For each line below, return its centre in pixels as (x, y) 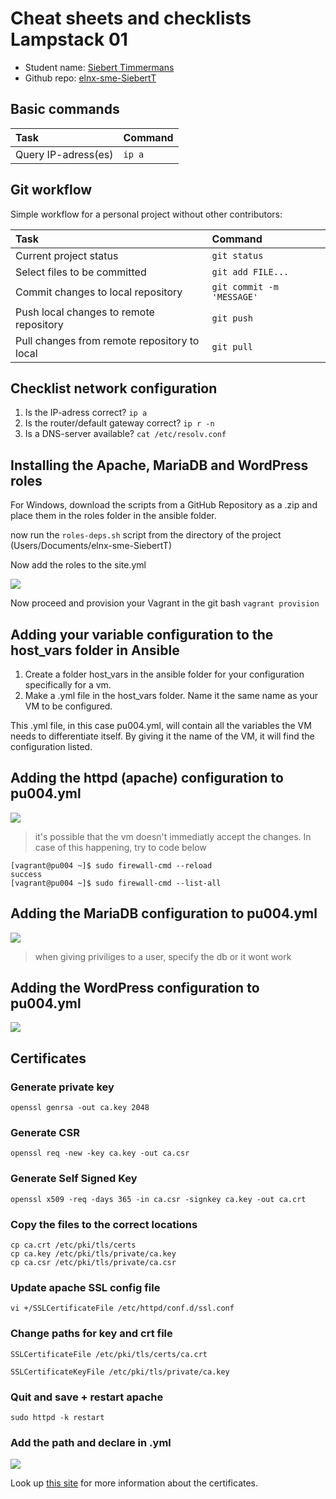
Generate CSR (45, 1133)
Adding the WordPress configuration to (135, 988)
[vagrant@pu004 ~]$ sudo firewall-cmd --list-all (116, 883)
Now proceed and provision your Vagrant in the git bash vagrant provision (165, 603)
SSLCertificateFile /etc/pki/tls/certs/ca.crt (109, 1354)
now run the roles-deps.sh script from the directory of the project (146, 535)
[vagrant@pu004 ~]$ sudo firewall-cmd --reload (111, 865)
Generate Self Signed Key (74, 1179)
